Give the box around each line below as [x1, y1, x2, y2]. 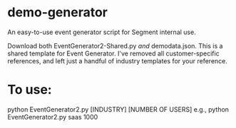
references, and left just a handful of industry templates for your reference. [7, 56, 228, 65]
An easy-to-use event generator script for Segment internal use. [7, 28, 196, 36]
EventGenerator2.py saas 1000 [7, 112, 98, 121]
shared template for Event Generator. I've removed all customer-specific [7, 49, 220, 58]
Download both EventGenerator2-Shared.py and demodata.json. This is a [7, 41, 223, 50]
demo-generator [7, 4, 108, 21]
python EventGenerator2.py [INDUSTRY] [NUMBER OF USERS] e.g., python [7, 105, 230, 114]
